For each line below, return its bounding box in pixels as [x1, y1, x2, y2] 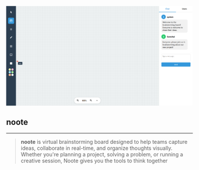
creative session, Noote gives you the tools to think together [20, 157, 168, 165]
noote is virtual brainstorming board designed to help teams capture [20, 139, 188, 146]
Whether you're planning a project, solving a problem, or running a [20, 151, 184, 158]
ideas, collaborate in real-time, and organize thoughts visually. [20, 145, 173, 152]
